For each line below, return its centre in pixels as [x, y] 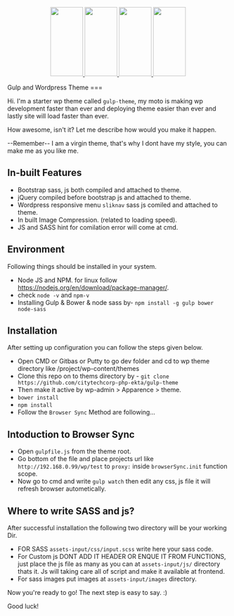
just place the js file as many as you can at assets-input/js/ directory [119, 564]
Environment [36, 250]
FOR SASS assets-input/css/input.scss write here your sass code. [115, 549]
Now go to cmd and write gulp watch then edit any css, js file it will [114, 482]
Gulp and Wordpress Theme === [55, 87]
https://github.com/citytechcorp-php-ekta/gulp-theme [98, 383]
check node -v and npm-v [53, 295]
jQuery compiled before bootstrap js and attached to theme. [104, 197]
